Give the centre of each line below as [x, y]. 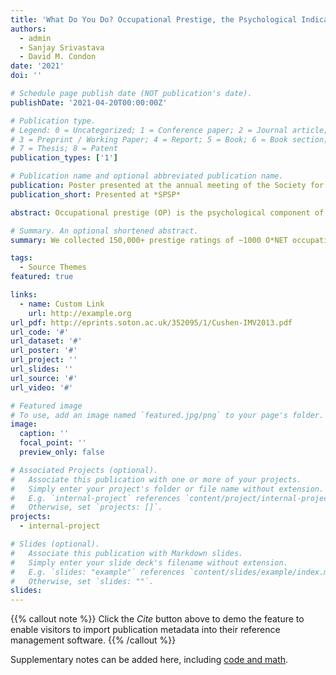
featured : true [42, 277]
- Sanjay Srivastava [62, 47]
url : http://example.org [80, 313]
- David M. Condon [58, 57]
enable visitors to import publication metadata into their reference [145, 630]
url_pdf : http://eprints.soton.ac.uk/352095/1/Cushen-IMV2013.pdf [151, 322]
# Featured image [46, 406]
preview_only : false [62, 452]
